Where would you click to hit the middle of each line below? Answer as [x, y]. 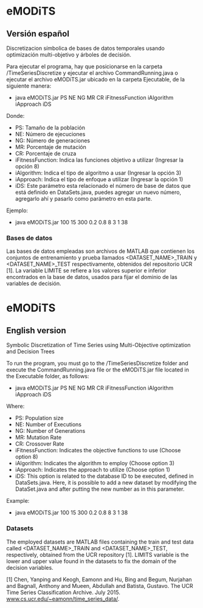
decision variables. [30, 567]
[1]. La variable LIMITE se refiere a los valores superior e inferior [86, 271]
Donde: [15, 116]
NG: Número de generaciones [52, 140]
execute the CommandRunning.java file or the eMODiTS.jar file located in [98, 370]
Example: [18, 501]
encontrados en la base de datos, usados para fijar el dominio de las [92, 277]
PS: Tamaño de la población [50, 128]
